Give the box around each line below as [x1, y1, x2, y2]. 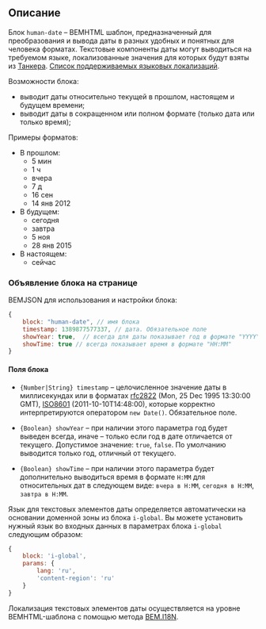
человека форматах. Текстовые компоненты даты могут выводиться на [8, 44, 252, 54]
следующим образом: [8, 529, 83, 539]
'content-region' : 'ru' [36, 574, 115, 582]
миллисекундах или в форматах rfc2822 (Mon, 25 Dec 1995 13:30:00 [19, 390, 251, 400]
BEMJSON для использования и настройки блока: [8, 295, 178, 305]
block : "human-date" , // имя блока [22, 317, 140, 326]
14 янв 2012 [31, 198, 71, 208]
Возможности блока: [8, 76, 79, 86]
